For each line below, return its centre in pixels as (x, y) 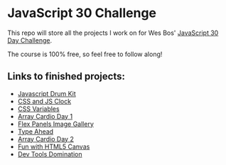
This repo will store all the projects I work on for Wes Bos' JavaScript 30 (113, 33)
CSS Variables (38, 109)
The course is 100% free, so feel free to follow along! (85, 54)
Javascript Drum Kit (47, 93)
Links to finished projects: (66, 76)
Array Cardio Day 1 (45, 116)
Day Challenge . (29, 40)
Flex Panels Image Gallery (56, 124)
